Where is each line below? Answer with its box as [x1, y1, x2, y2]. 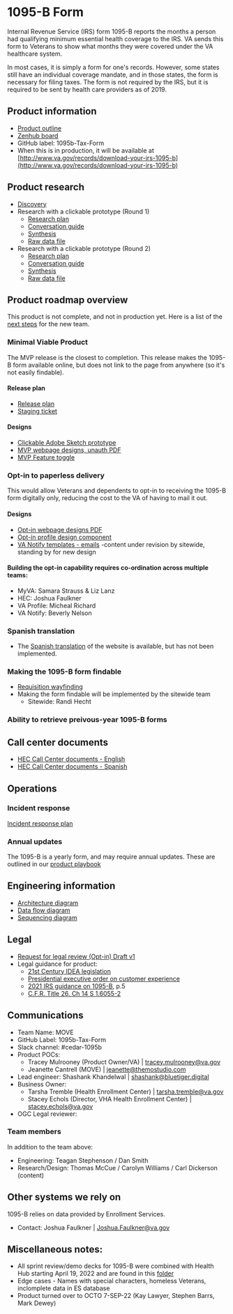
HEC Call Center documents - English [17, 755, 126, 764]
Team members [7, 1127, 61, 1137]
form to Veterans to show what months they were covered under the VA [7, 42, 213, 50]
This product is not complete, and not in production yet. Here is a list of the [7, 312, 223, 321]
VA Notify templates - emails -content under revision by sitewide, [17, 540, 205, 548]
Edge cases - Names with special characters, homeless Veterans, [17, 1277, 206, 1285]
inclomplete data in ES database [17, 1284, 110, 1292]
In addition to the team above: [7, 1142, 93, 1151]
